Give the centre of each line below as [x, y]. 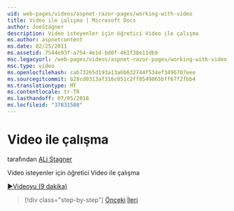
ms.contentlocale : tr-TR [43, 92]
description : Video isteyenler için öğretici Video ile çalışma [103, 33]
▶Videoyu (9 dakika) [37, 186]
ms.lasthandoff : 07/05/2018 [48, 99]
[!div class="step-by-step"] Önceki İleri [81, 200]
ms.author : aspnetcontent [45, 40]
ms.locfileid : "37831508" [45, 105]
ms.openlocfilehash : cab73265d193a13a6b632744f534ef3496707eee [102, 72]
